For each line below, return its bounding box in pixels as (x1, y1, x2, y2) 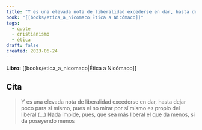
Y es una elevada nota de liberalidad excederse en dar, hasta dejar (20, 97, 186, 105)
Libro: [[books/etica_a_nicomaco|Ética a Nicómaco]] (6, 64, 137, 72)
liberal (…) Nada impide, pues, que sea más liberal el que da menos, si (20, 111, 195, 118)
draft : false (6, 43, 39, 49)
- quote (11, 25, 31, 32)
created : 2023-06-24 (6, 48, 58, 54)
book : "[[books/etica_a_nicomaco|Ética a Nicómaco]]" (6, 14, 144, 20)
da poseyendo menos (20, 117, 75, 124)
